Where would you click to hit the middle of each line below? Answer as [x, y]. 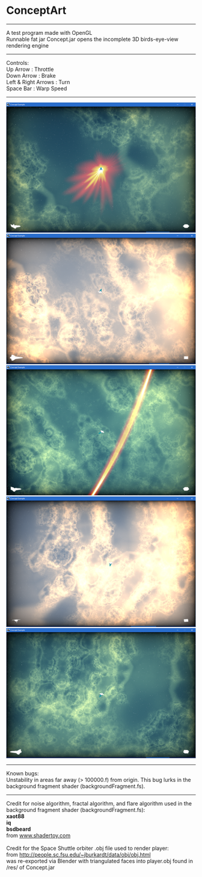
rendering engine [28, 45]
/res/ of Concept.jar [31, 867]
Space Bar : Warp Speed [37, 88]
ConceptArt [36, 11]
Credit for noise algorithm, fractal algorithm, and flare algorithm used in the [99, 804]
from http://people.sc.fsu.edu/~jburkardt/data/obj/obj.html [79, 855]
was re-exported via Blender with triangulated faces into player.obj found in [100, 861]
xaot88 [16, 816]
